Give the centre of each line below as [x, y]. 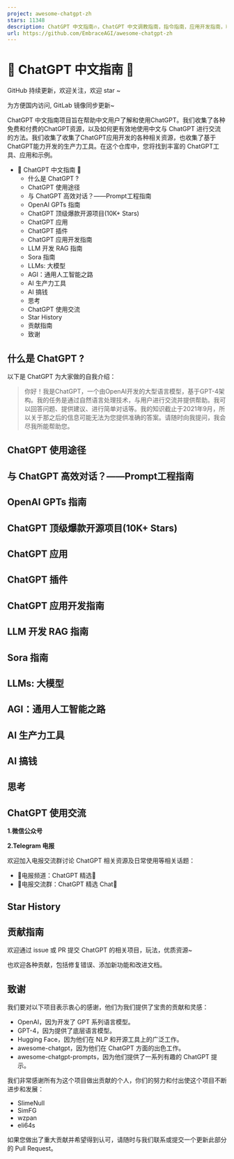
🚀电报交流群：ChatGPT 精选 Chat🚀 [67, 884]
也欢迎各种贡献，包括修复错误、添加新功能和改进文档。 [86, 965]
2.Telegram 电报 [31, 846]
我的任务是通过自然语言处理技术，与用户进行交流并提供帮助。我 [128, 400]
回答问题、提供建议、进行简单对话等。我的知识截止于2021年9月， [125, 409]
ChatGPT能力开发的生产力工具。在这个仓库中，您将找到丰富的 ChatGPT [110, 147]
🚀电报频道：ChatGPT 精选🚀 [56, 876]
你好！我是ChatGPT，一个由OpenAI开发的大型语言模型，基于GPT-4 [122, 391]
